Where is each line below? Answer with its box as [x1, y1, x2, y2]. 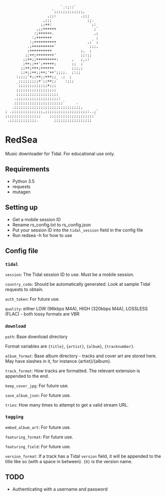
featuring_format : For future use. [5, 434, 73, 440]
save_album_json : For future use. [5, 392, 71, 398]
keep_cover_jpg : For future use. [5, 383, 69, 389]
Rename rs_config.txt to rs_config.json [12, 222, 91, 228]
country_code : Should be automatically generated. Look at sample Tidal [5, 281, 151, 287]
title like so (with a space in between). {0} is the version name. [5, 458, 133, 464]
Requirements [5, 165, 50, 173]
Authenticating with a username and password [12, 486, 108, 492]
